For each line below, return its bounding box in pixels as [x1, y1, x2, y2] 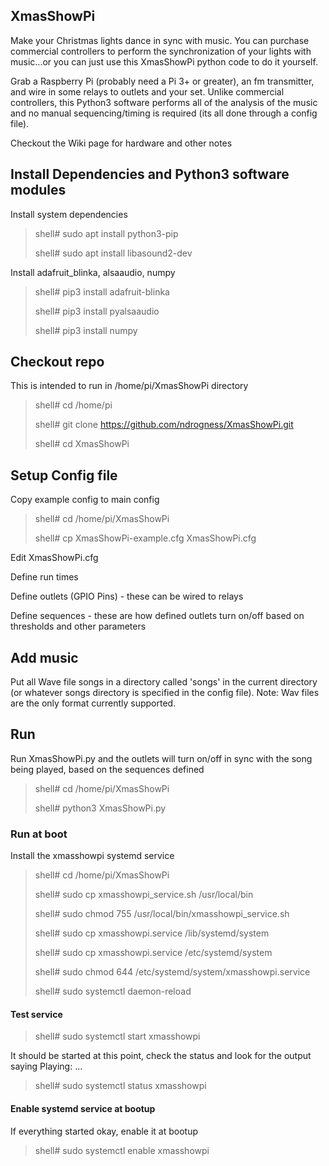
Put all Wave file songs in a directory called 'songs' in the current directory [10, 676, 318, 688]
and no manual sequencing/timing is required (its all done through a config [10, 107, 318, 119]
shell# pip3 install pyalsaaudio [34, 305, 160, 317]
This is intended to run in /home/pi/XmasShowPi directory [10, 380, 249, 392]
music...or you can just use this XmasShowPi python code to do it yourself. [10, 55, 318, 68]
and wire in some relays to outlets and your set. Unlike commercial [10, 85, 285, 98]
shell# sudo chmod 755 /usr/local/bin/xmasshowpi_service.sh [34, 908, 290, 920]
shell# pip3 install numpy [34, 324, 138, 336]
